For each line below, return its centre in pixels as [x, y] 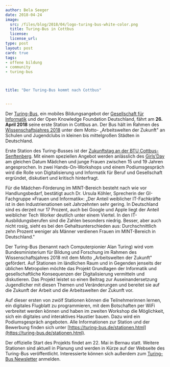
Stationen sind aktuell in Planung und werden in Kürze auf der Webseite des [85, 348]
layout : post [19, 48]
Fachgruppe [18, 199]
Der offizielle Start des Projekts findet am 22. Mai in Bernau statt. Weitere [82, 342]
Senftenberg [18, 156]
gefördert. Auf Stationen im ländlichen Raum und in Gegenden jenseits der [83, 263]
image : [12, 19]
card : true [17, 53]
